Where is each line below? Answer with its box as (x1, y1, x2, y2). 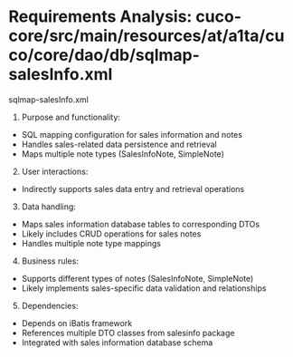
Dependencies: (21, 300, 79, 311)
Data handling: (21, 201, 76, 212)
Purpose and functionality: (21, 111, 121, 122)
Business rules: (21, 256, 79, 266)
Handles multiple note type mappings (21, 237, 162, 248)
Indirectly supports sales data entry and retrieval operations (21, 183, 245, 194)
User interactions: (21, 166, 89, 177)
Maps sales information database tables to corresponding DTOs (21, 218, 260, 229)
